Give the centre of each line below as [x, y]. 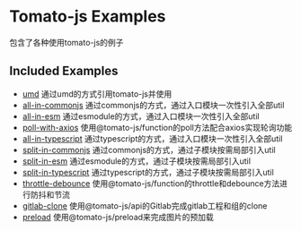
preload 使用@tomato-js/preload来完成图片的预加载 [118, 217]
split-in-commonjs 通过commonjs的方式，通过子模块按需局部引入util [149, 150]
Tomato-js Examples [88, 17]
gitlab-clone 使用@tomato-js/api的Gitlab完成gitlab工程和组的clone [145, 205]
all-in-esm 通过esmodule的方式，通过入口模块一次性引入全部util [141, 116]
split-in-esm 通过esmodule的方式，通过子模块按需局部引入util [137, 161]
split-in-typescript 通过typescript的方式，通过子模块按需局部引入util [148, 172]
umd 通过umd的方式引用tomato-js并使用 [97, 94]
